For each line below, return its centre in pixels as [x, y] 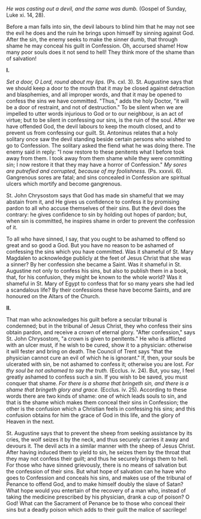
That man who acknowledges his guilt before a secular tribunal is [87, 319]
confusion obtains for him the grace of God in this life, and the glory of [93, 415]
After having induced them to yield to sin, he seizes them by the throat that [98, 452]
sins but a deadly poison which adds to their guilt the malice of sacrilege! [97, 510]
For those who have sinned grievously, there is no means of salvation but [97, 465]
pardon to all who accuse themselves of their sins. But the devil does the [96, 208]
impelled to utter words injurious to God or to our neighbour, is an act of [95, 114]
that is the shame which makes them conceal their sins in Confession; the [97, 402]
